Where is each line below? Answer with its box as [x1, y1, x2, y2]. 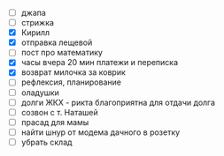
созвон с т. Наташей [20, 107, 98, 117]
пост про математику [20, 48, 104, 58]
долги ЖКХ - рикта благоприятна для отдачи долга [20, 97, 216, 108]
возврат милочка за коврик [20, 67, 126, 78]
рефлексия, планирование [20, 77, 121, 87]
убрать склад [20, 137, 73, 147]
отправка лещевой [20, 37, 93, 48]
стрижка [20, 18, 55, 28]
